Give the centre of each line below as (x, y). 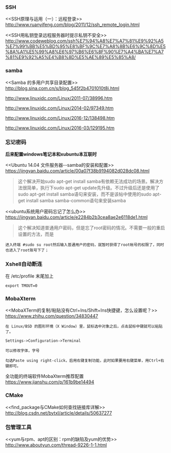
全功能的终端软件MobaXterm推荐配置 (45, 376)
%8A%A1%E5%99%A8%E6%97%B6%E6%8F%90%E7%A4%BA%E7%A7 (85, 52)
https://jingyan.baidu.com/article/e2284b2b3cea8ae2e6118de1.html (77, 217)
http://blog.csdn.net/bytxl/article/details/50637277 (59, 413)
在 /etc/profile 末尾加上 (29, 276)
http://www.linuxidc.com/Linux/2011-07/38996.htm (59, 98)
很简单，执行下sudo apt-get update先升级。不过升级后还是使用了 (91, 187)
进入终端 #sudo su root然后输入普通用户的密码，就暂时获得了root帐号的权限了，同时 (85, 245)
